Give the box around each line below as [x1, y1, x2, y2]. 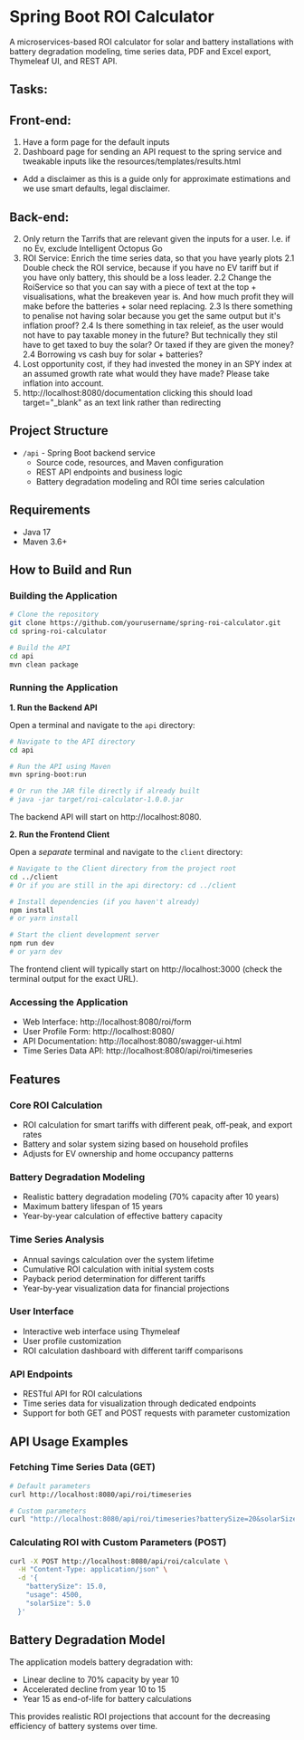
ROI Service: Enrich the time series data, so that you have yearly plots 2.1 [22, 252, 295, 264]
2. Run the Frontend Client [9, 829, 110, 840]
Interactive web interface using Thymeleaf [22, 1325, 181, 1337]
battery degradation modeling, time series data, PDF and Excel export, [9, 45, 271, 56]
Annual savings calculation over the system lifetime [22, 1254, 214, 1264]
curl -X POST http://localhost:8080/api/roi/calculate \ [9, 1556, 229, 1566]
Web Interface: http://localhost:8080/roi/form [22, 1016, 192, 1027]
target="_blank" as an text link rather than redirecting [22, 397, 222, 408]
